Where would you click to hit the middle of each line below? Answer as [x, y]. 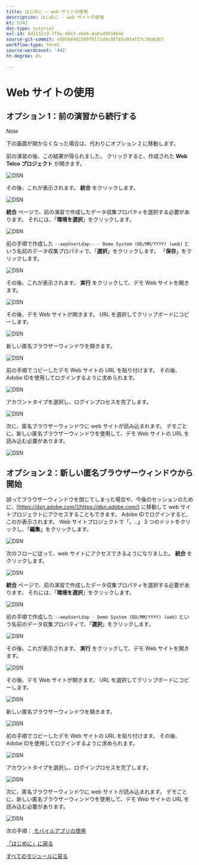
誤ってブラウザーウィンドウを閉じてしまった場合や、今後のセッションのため [100, 500]
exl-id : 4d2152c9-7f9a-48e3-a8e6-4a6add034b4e [65, 34]
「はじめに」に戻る [30, 844]
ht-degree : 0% [24, 56]
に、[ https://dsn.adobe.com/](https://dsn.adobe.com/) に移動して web [93, 507]
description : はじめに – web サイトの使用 [55, 17]
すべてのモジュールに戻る [37, 856]
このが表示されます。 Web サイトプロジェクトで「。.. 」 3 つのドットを [93, 522]
